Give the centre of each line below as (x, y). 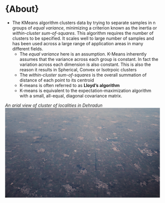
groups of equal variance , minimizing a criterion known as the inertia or (84, 28)
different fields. (27, 49)
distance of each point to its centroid (57, 80)
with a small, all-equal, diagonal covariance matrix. (71, 96)
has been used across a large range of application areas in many (78, 43)
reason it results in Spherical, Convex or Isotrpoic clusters (78, 69)
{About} (22, 9)
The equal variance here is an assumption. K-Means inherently (83, 54)
